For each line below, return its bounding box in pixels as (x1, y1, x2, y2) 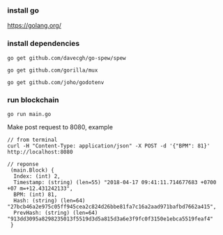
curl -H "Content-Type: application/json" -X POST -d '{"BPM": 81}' (7, 142, 210, 149)
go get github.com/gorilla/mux (7, 67, 98, 74)
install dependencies (7, 39, 80, 49)
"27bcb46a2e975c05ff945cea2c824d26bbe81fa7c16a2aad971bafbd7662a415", (7, 203, 217, 210)
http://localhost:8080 (7, 148, 73, 155)
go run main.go (7, 111, 52, 117)
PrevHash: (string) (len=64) (13, 209, 98, 216)
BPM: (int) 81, (13, 191, 58, 198)
